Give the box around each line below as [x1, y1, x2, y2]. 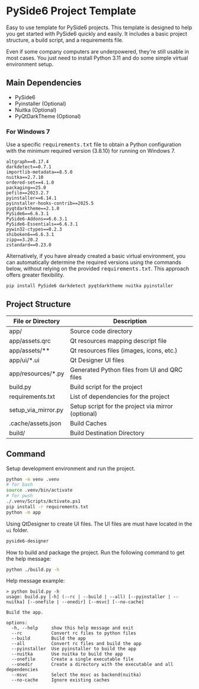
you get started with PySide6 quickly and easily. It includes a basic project [6, 30, 188, 37]
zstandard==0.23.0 [6, 242, 52, 248]
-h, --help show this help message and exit [11, 625, 134, 631]
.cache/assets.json [9, 419, 62, 427]
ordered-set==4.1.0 [6, 180, 54, 185]
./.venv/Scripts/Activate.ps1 [6, 498, 81, 505]
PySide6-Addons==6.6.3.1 [6, 216, 68, 222]
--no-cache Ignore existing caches [11, 677, 110, 683]
